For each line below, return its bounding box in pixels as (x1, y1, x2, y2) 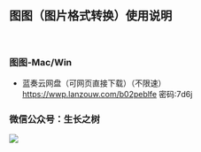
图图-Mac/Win (9, 56, 73, 68)
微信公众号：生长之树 (9, 113, 100, 125)
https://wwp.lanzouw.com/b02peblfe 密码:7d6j (21, 89, 193, 100)
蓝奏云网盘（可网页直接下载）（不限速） (21, 78, 166, 88)
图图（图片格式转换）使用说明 (9, 8, 173, 24)
